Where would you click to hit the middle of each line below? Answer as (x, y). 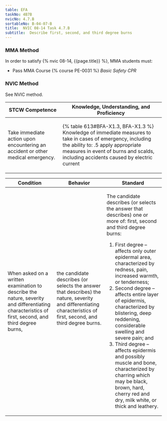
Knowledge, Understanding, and (111, 106)
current (71, 164)
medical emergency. (32, 157)
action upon (22, 139)
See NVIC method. (24, 94)
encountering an (27, 145)
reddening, (128, 319)
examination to (25, 285)
